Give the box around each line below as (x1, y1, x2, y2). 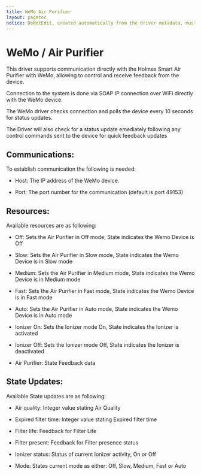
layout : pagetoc (6, 14, 47, 20)
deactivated (14, 347, 45, 355)
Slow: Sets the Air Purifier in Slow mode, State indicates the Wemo (14, 251, 179, 258)
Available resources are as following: (6, 222, 97, 229)
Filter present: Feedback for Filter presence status (14, 438, 139, 446)
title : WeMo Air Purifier (6, 8, 71, 15)
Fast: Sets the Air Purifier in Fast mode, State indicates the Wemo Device (14, 287, 194, 294)
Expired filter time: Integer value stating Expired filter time (14, 416, 157, 423)
